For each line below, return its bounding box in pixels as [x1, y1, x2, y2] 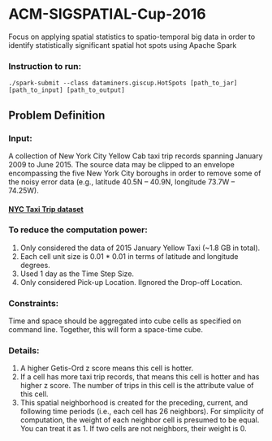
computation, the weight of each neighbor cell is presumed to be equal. [19, 415, 260, 425]
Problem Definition [8, 108, 106, 122]
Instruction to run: [8, 60, 82, 71]
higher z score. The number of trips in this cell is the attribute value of [19, 381, 254, 391]
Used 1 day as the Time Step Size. [19, 269, 135, 279]
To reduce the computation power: [8, 224, 148, 236]
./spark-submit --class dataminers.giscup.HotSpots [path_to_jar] [8, 79, 238, 88]
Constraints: [8, 297, 59, 309]
